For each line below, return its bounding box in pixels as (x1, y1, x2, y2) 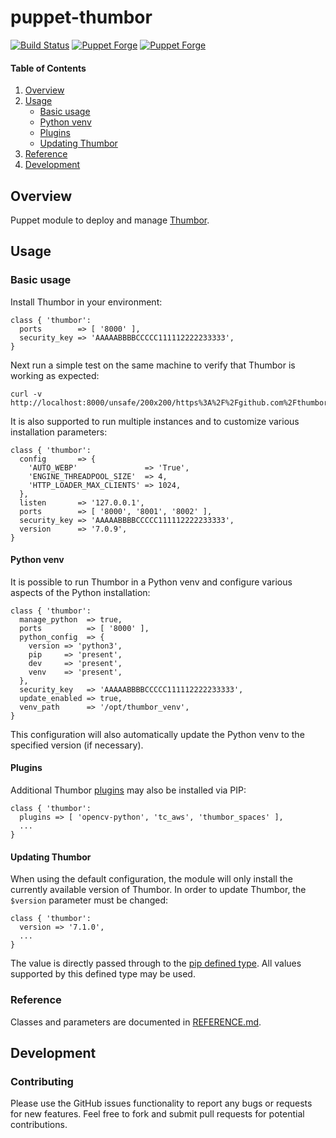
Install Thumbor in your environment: (10, 296, 163, 308)
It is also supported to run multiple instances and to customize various (10, 415, 300, 427)
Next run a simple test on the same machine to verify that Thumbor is (10, 359, 296, 371)
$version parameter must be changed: (10, 894, 169, 906)
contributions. (10, 1119, 68, 1131)
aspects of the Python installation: (10, 586, 151, 598)
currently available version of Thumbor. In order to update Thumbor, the (10, 884, 307, 896)
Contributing (10, 1074, 74, 1088)
